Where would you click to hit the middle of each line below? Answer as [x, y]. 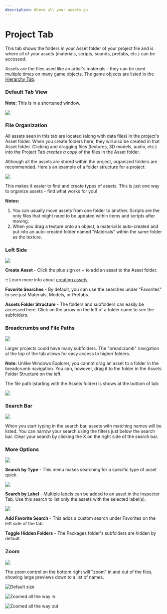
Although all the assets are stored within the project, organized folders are [81, 162]
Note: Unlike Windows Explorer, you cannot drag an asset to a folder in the [82, 363]
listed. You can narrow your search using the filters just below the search [80, 431]
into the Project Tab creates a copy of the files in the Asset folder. [73, 152]
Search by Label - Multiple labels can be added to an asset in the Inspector [83, 494]
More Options [22, 449]
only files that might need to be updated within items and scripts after [84, 216]
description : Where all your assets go [47, 10]
